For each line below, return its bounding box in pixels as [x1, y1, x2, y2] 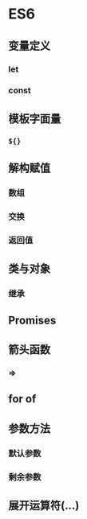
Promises [8, 313, 57, 327]
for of [8, 392, 37, 406]
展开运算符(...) [8, 498, 80, 512]
